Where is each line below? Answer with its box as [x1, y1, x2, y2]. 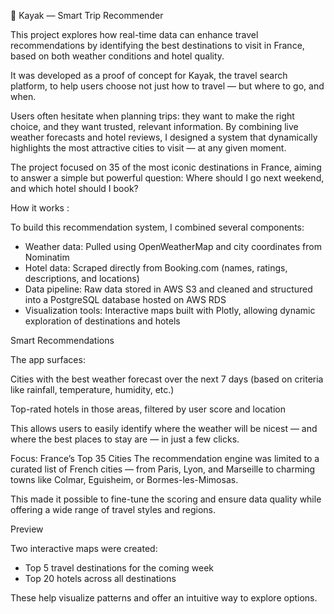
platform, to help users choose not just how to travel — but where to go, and [10, 80, 325, 92]
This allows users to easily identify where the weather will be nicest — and [10, 423, 318, 434]
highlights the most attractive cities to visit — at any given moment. [10, 142, 287, 154]
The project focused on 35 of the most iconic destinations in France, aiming [10, 161, 322, 173]
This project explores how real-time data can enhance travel [10, 29, 259, 40]
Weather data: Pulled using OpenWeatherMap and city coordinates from [24, 241, 322, 252]
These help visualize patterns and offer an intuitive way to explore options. [10, 592, 318, 604]
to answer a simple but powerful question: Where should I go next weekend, [10, 172, 325, 184]
